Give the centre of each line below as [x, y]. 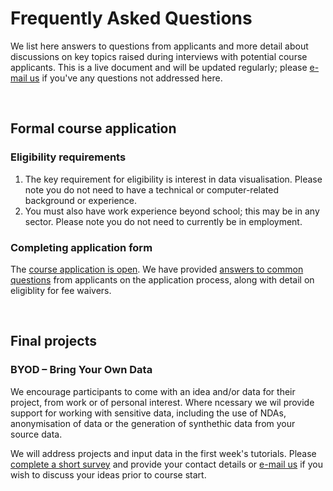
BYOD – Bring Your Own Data [81, 370]
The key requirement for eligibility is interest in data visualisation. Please [173, 179]
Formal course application [93, 128]
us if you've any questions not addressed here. [126, 78]
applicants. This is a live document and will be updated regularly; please [159, 67]
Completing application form [81, 247]
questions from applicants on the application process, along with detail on [162, 279]
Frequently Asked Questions [131, 18]
